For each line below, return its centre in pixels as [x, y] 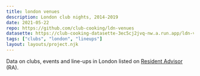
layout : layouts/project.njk [42, 45]
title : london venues [33, 11]
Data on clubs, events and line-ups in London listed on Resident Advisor [94, 61]
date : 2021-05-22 [28, 22]
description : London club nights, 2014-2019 [62, 17]
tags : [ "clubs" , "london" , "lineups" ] [54, 39]
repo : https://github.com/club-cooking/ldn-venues [70, 28]
